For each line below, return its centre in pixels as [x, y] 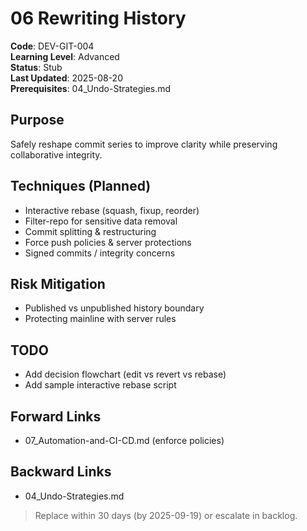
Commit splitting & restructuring [90, 231]
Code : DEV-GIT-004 [52, 46]
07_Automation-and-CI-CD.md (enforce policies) [124, 440]
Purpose [37, 120]
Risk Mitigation [58, 283]
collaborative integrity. [56, 154]
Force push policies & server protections [108, 242]
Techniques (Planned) [81, 186]
